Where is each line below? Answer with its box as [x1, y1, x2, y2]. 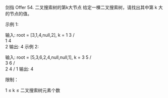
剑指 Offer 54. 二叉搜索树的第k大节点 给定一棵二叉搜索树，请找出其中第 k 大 [5, 5, 163, 10]
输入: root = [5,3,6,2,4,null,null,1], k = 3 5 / [5, 54, 92, 60]
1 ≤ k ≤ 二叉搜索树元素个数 [5, 87, 61, 93]
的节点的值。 [5, 11, 32, 17]
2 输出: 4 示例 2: [5, 44, 39, 49]
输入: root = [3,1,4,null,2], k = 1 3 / [5, 32, 75, 38]
